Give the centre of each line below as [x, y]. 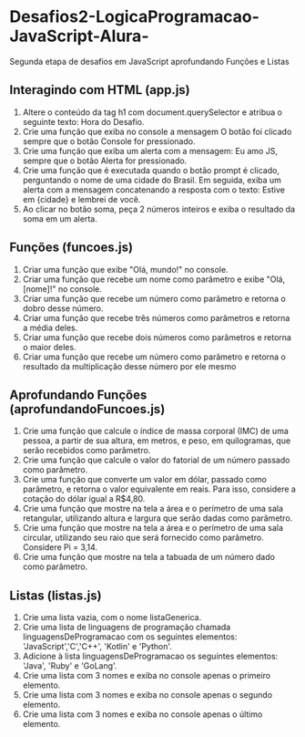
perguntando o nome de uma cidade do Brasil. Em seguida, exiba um [152, 180]
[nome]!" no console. [62, 288]
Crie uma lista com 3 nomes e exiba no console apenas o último [142, 714]
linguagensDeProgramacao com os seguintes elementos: [130, 637]
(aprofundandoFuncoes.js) [87, 409]
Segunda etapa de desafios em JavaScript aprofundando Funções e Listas [149, 61]
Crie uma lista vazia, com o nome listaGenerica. [112, 618]
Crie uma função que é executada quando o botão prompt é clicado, [151, 170]
